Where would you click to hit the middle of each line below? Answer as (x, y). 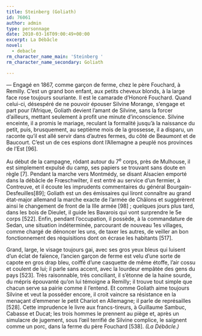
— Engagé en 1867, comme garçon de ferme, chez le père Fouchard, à (93, 84)
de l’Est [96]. (22, 149)
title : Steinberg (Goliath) (41, 12)
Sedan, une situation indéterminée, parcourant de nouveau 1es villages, (95, 225)
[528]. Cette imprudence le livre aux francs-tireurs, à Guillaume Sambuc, (96, 307)
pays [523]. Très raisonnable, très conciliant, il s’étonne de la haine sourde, (99, 275)
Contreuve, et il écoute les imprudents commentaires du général (86, 187)
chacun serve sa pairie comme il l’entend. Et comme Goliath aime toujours (98, 288)
